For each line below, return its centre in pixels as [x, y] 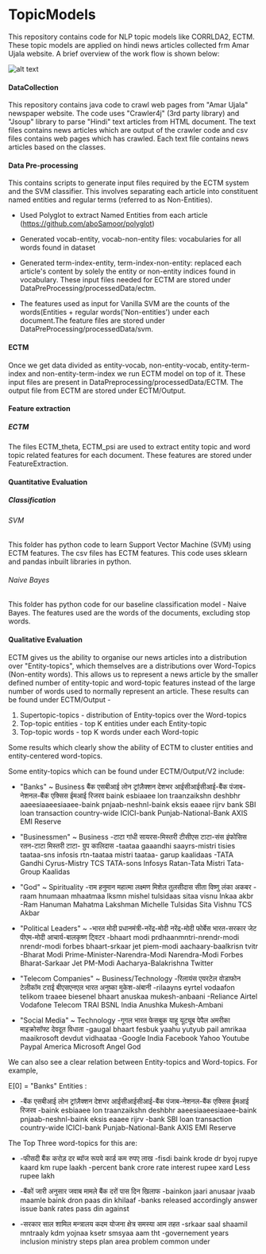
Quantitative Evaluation [48, 482]
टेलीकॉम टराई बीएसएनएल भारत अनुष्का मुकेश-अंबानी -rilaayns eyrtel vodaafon [127, 987]
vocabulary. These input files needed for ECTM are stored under [125, 280]
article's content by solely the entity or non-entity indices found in [127, 271]
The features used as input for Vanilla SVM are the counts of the [125, 304]
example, [23, 1070]
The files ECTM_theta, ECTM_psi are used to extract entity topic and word [129, 447]
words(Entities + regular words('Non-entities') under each [114, 313]
